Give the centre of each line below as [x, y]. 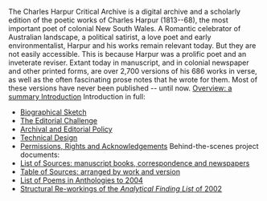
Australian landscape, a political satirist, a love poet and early [110, 37]
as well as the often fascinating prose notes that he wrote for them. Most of [133, 80]
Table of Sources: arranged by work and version [100, 172]
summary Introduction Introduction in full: [77, 96]
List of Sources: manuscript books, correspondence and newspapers [135, 163]
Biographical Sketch [53, 112]
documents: [40, 155]
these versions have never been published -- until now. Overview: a [120, 88]
